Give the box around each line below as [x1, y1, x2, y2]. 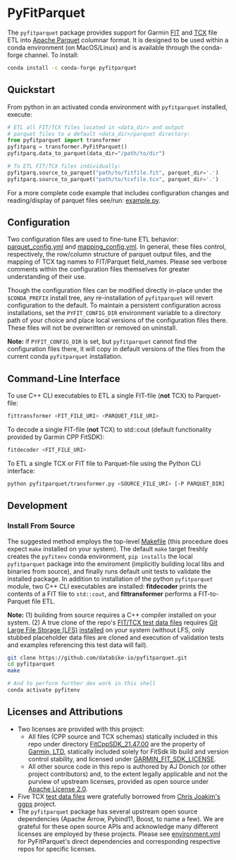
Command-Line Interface [7, 372, 121, 385]
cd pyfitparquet [7, 661, 55, 668]
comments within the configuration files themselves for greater [7, 265, 190, 274]
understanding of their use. [7, 273, 87, 281]
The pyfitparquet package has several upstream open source [17, 807, 198, 816]
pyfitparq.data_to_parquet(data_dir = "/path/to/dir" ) [7, 150, 166, 157]
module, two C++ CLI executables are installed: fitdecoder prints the [7, 582, 208, 590]
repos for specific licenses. [17, 844, 97, 853]
